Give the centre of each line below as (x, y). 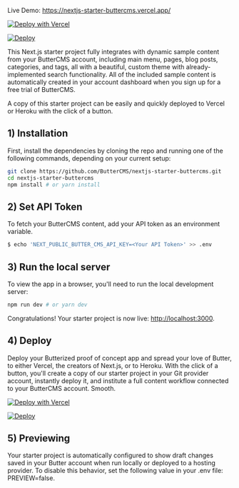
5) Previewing (39, 438)
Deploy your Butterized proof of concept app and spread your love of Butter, (119, 358)
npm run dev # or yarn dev (47, 305)
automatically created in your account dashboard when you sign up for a (114, 82)
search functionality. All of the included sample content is (132, 75)
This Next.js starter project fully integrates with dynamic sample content (113, 52)
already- (198, 67)
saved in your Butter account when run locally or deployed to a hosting (111, 463)
